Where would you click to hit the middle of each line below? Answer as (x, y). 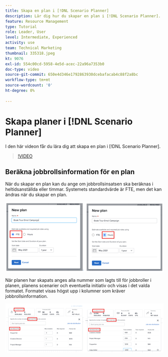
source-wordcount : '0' (29, 85)
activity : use (20, 43)
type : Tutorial (21, 27)
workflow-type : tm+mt (28, 80)
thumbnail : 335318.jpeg (30, 53)
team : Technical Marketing (33, 48)
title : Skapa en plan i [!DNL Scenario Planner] (57, 11)
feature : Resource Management (37, 21)
